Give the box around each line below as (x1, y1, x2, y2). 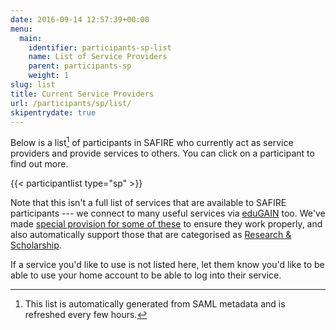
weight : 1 (28, 71, 70, 81)
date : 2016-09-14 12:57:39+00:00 (10, 14, 150, 25)
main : (19, 33, 43, 43)
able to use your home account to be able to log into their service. (10, 269, 282, 281)
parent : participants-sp (28, 61, 132, 71)
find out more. (10, 158, 69, 170)
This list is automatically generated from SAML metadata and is (24, 298, 286, 310)
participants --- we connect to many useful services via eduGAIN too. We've (10, 207, 326, 220)
